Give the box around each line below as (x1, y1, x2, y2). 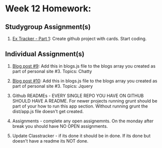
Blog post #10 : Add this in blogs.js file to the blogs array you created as (12, 77, 158, 84)
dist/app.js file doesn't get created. (12, 108, 84, 114)
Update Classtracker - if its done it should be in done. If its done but (12, 133, 151, 139)
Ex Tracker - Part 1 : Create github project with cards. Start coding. (12, 36, 147, 41)
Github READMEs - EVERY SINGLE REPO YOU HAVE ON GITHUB (12, 92, 144, 99)
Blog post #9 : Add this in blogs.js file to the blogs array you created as (12, 63, 156, 69)
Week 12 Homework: (5, 3, 91, 14)
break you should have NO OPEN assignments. (12, 123, 108, 129)
